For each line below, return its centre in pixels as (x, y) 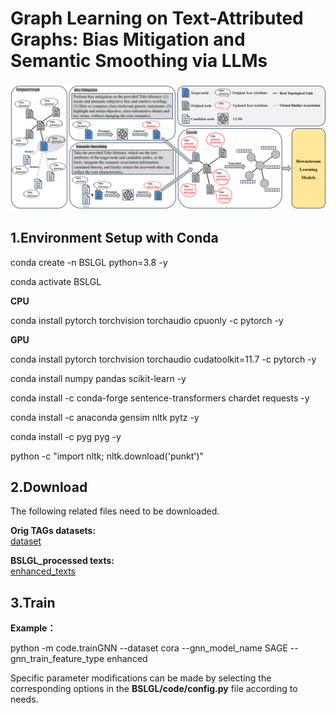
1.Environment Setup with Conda (114, 238)
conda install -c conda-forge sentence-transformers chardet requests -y (160, 398)
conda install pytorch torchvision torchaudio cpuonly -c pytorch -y (147, 320)
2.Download (49, 487)
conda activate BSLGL (56, 281)
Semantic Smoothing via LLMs (139, 61)
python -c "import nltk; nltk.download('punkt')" (107, 456)
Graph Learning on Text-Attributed (157, 18)
